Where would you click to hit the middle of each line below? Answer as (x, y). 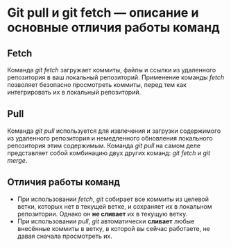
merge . (17, 160)
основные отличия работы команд (113, 27)
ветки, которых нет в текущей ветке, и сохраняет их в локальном (114, 206)
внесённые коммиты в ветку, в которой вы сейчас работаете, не (113, 228)
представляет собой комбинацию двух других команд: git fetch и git (109, 153)
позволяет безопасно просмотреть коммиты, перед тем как (97, 85)
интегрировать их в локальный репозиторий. (74, 92)
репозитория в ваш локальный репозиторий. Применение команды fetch (115, 77)
